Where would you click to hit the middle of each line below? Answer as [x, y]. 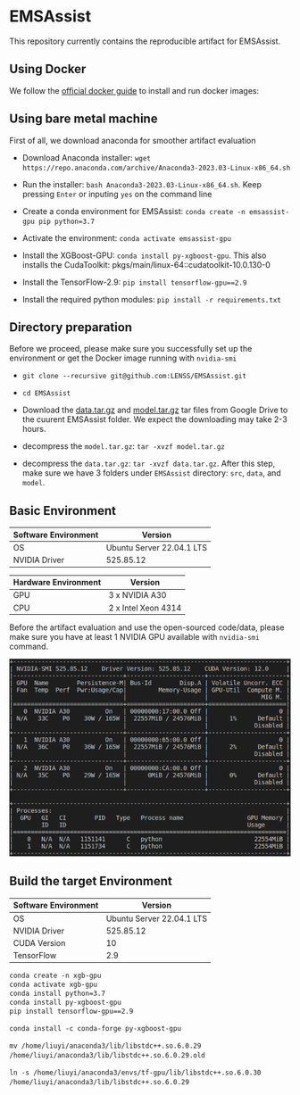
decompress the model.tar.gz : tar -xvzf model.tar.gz [124, 446]
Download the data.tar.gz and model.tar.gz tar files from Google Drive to [155, 410]
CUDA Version [39, 943]
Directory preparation [71, 327]
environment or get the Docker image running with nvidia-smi [123, 358]
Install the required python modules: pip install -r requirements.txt [151, 299]
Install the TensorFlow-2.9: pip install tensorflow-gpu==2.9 [134, 282]
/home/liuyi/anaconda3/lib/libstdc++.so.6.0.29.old [107, 1055]
